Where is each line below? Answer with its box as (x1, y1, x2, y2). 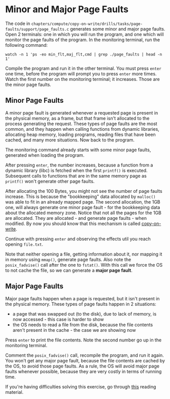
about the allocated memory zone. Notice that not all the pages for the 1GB (5, 210, 161, 216)
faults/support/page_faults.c (5, 26, 70, 32)
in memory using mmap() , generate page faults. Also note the (5, 256, 131, 263)
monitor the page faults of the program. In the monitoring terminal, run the (5, 37, 160, 43)
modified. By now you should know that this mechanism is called (5, 220, 141, 226)
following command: (5, 42, 48, 48)
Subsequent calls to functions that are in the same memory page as (5, 173, 147, 179)
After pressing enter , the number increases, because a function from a (5, 162, 153, 168)
